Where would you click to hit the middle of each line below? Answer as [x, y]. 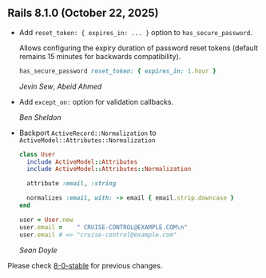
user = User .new [46, 220]
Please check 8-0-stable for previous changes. [85, 265]
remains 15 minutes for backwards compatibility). [100, 56]
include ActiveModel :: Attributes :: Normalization [109, 169]
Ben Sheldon [40, 117]
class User [37, 154]
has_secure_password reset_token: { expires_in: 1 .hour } [117, 71]
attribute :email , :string [71, 184]
